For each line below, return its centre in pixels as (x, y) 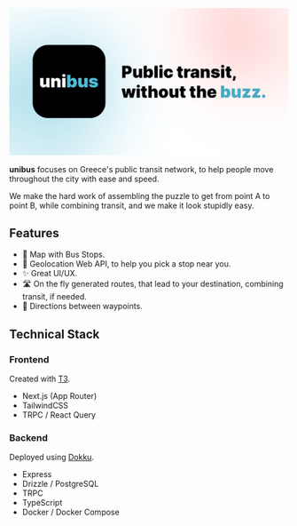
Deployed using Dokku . (52, 458)
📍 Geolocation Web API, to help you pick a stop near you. (126, 264)
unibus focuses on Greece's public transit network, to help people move (141, 169)
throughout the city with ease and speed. (84, 179)
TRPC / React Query (59, 415)
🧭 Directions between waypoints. (82, 307)
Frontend (29, 359)
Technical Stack (55, 334)
